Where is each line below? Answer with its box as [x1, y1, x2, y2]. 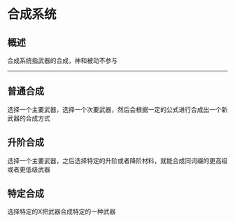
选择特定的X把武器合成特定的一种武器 [7, 207, 116, 216]
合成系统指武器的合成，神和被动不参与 [7, 57, 117, 64]
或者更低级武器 [7, 165, 50, 174]
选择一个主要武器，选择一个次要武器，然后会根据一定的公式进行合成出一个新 [7, 105, 228, 113]
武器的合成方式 [7, 113, 50, 123]
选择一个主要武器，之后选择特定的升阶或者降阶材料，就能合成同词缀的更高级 [7, 156, 228, 165]
